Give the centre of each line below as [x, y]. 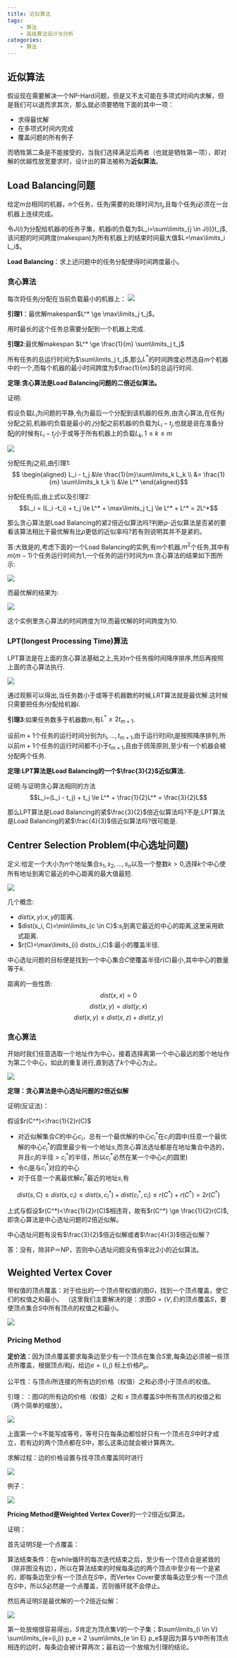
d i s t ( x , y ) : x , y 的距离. [46, 917]
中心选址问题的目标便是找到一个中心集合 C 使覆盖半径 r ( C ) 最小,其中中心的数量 [118, 960]
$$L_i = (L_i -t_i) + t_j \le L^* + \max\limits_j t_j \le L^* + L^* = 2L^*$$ [119, 508]
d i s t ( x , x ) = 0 [119, 995]
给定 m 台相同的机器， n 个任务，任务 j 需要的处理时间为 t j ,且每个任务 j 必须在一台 [118, 205]
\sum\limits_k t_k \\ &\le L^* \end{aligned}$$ [124, 481]
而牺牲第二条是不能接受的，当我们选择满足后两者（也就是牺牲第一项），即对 [117, 152]
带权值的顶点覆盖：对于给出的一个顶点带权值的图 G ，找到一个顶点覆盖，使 [115, 1290]
